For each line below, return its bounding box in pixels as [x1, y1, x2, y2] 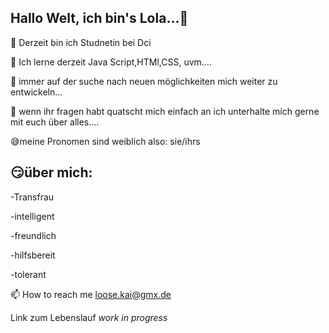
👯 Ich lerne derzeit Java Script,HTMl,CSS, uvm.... [10, 56, 212, 68]
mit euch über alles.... [10, 116, 100, 128]
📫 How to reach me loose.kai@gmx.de [10, 288, 172, 300]
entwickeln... [10, 86, 63, 98]
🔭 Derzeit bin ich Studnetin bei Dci [10, 36, 152, 48]
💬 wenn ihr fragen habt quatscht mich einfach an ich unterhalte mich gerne [10, 105, 320, 117]
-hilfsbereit [10, 249, 56, 261]
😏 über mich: [10, 164, 93, 181]
